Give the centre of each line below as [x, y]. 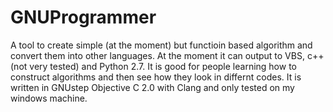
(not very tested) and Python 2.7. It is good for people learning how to [153, 66]
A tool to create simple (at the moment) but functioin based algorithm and [161, 45]
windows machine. [49, 98]
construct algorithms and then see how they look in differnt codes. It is [156, 77]
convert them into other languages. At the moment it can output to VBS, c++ [167, 55]
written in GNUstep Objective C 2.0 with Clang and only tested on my [152, 87]
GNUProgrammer [83, 17]
